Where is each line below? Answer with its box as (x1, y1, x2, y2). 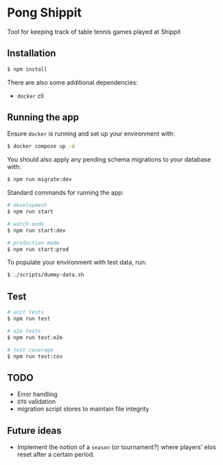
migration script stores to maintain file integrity (16, 404, 150, 413)
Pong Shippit (7, 5, 82, 21)
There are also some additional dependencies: (7, 78, 139, 87)
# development (7, 202, 48, 209)
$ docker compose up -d (7, 143, 75, 150)
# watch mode (7, 220, 45, 228)
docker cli (16, 91, 45, 100)
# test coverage (7, 346, 54, 354)
